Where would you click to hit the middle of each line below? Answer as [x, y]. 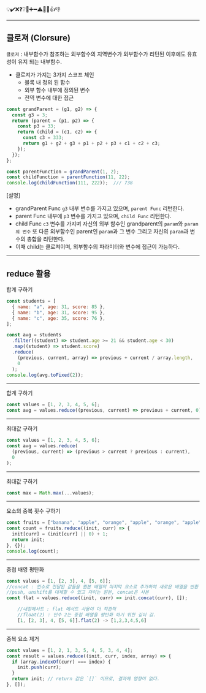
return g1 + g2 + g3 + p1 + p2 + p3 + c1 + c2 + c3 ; [91, 143]
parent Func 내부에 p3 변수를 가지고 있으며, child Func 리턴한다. [93, 216]
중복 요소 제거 [23, 638]
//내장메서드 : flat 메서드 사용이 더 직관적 [67, 609]
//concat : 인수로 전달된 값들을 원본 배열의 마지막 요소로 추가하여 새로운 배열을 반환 [102, 587]
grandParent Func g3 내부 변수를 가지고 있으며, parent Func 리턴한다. [100, 208]
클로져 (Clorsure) [38, 38]
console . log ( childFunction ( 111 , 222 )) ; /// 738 [70, 183]
